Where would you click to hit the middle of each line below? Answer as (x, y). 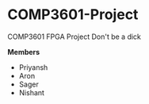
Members (24, 52)
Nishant (32, 92)
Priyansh (33, 67)
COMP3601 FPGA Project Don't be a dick (74, 37)
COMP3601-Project (73, 15)
